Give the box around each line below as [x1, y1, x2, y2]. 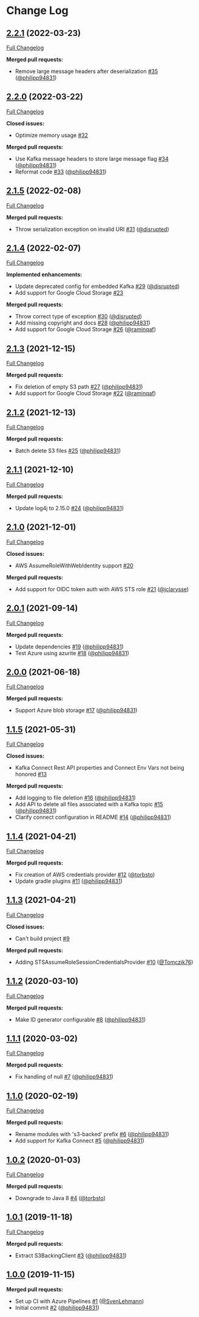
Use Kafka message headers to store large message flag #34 [15, 155, 169, 162]
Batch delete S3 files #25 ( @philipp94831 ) [15, 447, 121, 454]
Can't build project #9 [15, 935, 70, 942]
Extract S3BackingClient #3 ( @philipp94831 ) [15, 1252, 127, 1259]
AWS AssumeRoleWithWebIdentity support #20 [15, 561, 133, 569]
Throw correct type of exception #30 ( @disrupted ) [15, 313, 143, 320]
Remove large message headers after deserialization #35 [15, 68, 158, 75]
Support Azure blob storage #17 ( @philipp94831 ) [15, 707, 138, 714]
